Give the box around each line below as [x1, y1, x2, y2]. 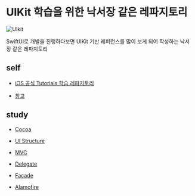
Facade [14, 172, 34, 179]
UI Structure [14, 137, 45, 144]
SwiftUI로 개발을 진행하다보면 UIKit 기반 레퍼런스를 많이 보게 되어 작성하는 [6, 38, 179, 45]
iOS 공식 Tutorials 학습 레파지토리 [14, 79, 94, 86]
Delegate [14, 160, 38, 167]
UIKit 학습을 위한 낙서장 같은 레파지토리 [6, 5, 188, 19]
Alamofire [14, 183, 39, 191]
